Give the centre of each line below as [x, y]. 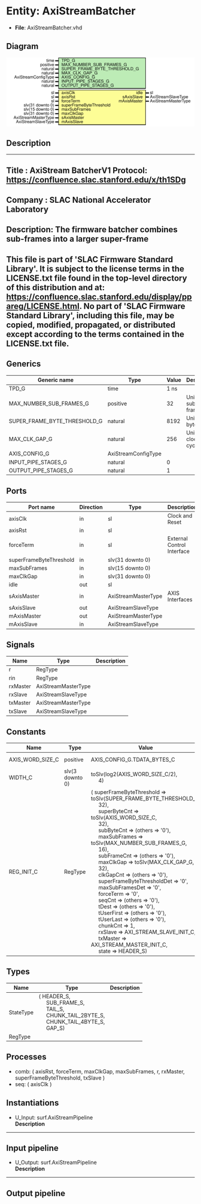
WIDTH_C [21, 777]
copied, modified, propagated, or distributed [91, 325]
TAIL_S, [55, 1009]
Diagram [22, 46]
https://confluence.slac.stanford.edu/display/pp [99, 297]
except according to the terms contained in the [95, 334]
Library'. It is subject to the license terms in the [95, 268]
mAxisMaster [25, 616]
